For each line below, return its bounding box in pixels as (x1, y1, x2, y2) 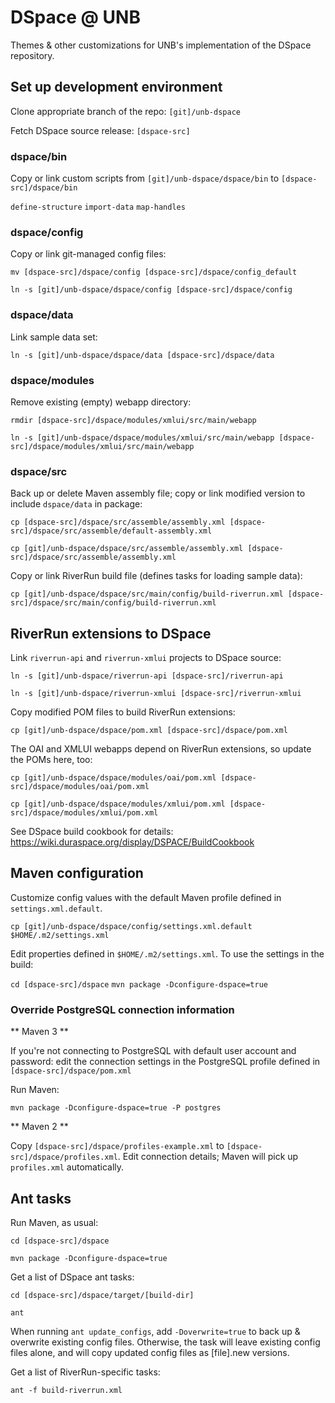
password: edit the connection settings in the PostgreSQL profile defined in (10, 1056, 321, 1068)
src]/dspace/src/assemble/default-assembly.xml (10, 526, 213, 536)
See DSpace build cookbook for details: (10, 826, 174, 838)
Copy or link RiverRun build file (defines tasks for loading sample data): (10, 570, 303, 582)
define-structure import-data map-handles (10, 202, 186, 213)
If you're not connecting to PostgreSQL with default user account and (10, 1045, 297, 1057)
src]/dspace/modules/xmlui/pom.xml (10, 808, 159, 818)
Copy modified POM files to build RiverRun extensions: (10, 706, 236, 718)
